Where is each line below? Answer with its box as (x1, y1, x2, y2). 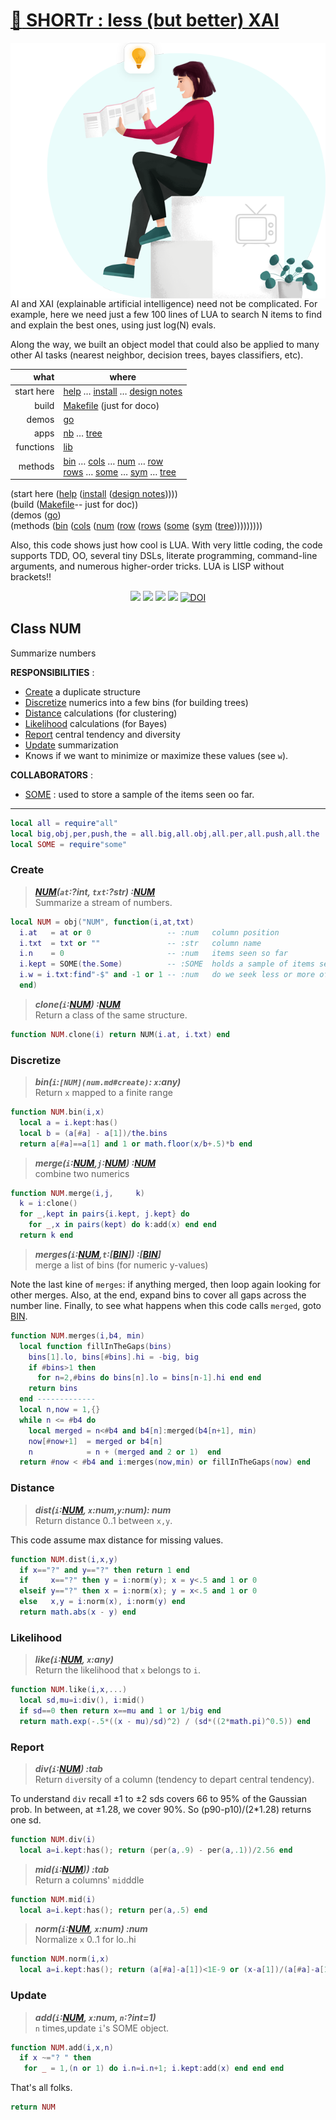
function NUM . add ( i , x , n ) (10, 2042, 114, 2053)
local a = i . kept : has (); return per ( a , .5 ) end (19, 1905, 208, 1915)
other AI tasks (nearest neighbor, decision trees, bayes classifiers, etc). (10, 349, 304, 361)
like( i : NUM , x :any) (34, 1654, 114, 1666)
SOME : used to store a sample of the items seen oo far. (24, 788, 255, 800)
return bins (28, 1384, 78, 1394)
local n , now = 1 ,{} (19, 1405, 101, 1415)
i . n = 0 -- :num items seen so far (19, 949, 288, 959)
